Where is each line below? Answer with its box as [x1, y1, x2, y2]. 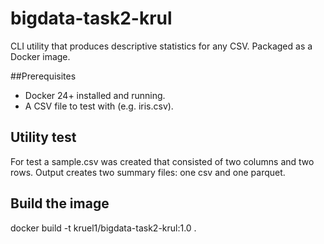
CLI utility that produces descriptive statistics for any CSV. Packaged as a [10, 40, 313, 52]
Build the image [10, 195, 110, 212]
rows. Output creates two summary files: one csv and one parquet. [10, 166, 286, 178]
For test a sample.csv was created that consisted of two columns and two [10, 155, 315, 167]
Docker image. [10, 50, 71, 62]
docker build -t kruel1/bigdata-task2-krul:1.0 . [10, 222, 197, 234]
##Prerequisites [10, 70, 77, 82]
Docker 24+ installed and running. [24, 89, 166, 101]
